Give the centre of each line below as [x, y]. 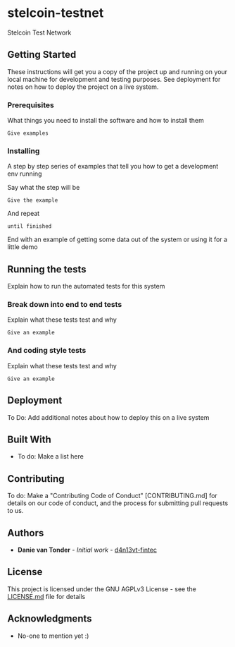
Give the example [33, 200]
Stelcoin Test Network [39, 32]
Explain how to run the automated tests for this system [86, 286]
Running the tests [47, 269]
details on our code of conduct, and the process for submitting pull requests [118, 503]
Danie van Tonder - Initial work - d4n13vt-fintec [87, 550]
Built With [29, 439]
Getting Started [42, 55]
